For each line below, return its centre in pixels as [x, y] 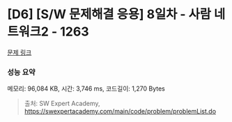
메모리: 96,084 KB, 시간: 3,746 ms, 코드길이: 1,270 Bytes [86, 89]
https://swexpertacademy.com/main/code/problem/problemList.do [120, 112]
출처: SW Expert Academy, [62, 104]
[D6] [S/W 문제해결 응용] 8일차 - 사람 [109, 14]
